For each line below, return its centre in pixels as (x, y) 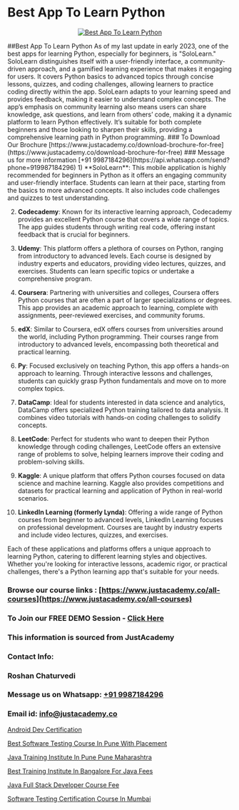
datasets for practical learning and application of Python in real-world (120, 491)
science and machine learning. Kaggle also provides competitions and (121, 483)
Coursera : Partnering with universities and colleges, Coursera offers (118, 292)
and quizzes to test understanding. (59, 198)
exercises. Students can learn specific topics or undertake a (106, 271)
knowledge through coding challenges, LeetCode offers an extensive (119, 446)
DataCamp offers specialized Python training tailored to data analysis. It (123, 410)
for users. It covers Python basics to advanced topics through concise (111, 76)
